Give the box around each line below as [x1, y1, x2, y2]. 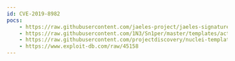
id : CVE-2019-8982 [6, 10, 60, 18]
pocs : [6, 17, 22, 24]
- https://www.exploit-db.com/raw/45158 [19, 43, 139, 50]
